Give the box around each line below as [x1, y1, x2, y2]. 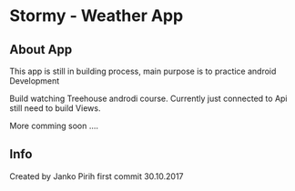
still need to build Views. [9, 103, 101, 114]
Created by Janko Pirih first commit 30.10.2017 [9, 170, 184, 182]
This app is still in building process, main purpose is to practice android [9, 65, 277, 76]
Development [9, 75, 60, 86]
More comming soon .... [9, 120, 98, 131]
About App [9, 42, 73, 57]
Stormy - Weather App [9, 5, 184, 26]
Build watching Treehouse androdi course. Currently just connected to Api [9, 93, 288, 104]
